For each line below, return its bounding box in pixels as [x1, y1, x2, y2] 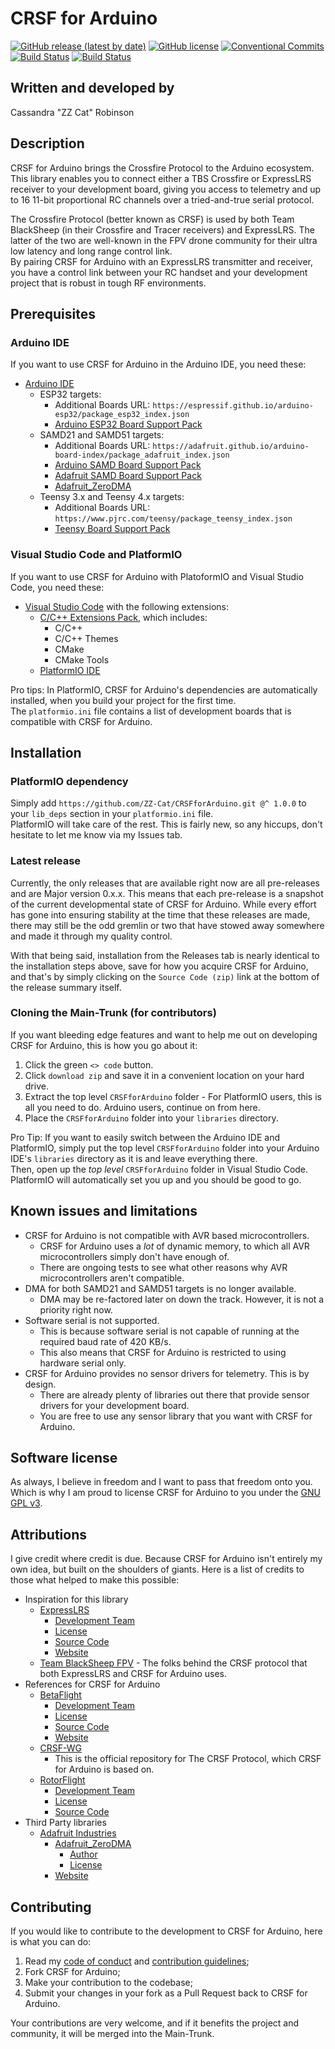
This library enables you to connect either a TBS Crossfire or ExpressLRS [10, 172, 312, 184]
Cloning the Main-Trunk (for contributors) [10, 1006, 217, 1020]
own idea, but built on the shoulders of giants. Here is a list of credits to [10, 1563, 305, 1576]
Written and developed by [10, 80, 175, 97]
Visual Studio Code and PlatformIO [10, 548, 183, 562]
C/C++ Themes [54, 632, 119, 644]
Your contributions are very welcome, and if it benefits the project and [10, 2017, 300, 2029]
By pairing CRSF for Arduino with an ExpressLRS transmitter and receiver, [10, 255, 314, 267]
